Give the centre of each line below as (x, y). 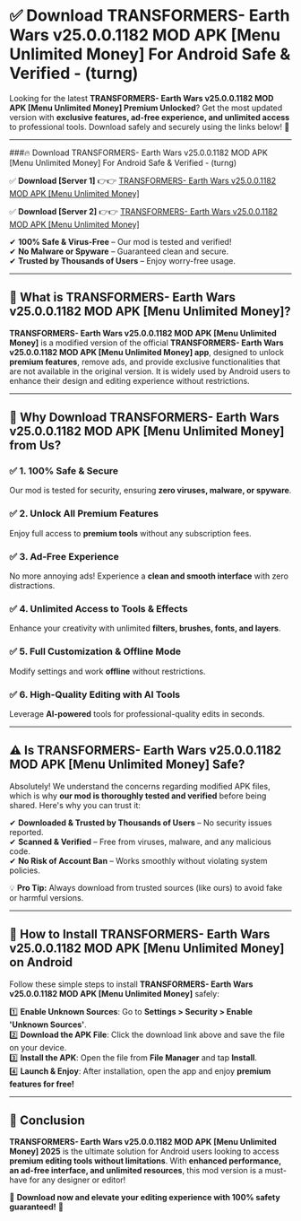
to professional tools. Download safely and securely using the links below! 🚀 (150, 126)
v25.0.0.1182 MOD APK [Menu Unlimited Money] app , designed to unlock (147, 352)
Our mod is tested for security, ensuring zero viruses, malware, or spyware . (150, 491)
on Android (41, 962)
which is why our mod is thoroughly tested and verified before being (138, 796)
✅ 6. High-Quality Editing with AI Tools (95, 694)
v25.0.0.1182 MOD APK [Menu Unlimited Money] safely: (114, 993)
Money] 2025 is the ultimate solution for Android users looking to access (144, 1151)
